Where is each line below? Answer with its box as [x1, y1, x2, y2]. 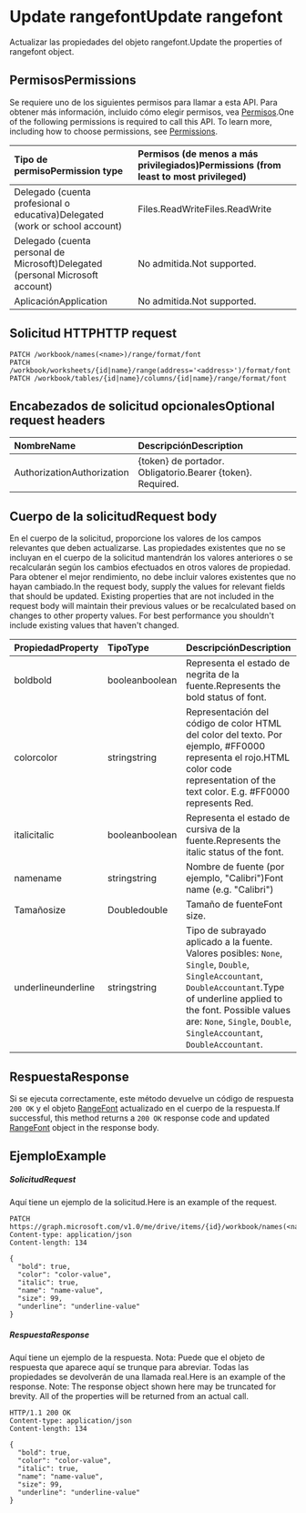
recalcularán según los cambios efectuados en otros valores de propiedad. [9, 562, 291, 573]
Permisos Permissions [9, 73, 137, 88]
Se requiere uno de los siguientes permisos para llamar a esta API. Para [9, 96, 278, 107]
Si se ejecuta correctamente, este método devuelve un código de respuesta [9, 1093, 294, 1103]
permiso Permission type [14, 164, 124, 177]
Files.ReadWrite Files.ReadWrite [138, 202, 271, 215]
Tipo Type [107, 642, 149, 655]
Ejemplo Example [9, 1149, 107, 1164]
